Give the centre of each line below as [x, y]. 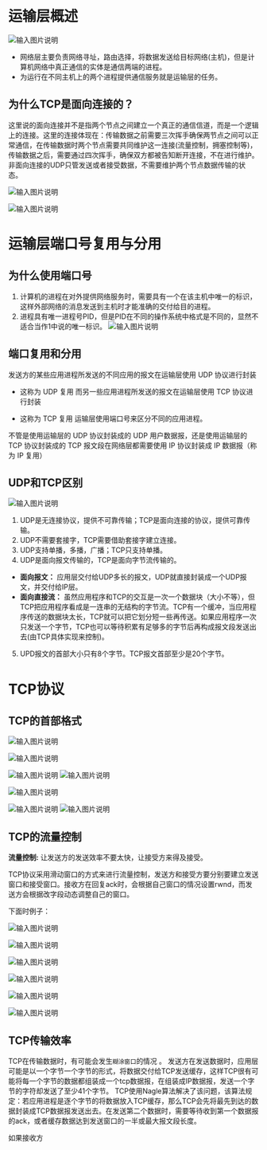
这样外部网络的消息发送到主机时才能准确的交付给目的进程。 [117, 306]
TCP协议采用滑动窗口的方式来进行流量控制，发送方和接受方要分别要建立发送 [133, 874]
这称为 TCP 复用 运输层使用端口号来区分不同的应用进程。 [113, 418]
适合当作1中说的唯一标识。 [63, 326]
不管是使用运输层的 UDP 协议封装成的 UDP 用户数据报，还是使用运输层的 [128, 435]
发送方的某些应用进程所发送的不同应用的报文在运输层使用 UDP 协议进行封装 [132, 375]
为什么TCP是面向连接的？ [71, 104]
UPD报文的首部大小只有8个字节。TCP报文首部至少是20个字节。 [124, 653]
